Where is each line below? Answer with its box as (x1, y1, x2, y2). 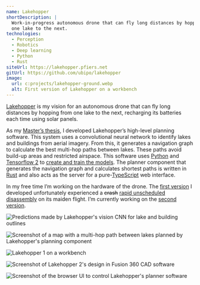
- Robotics (11, 42, 39, 48)
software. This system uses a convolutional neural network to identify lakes (6, 133, 191, 140)
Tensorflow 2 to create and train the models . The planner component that (6, 159, 186, 166)
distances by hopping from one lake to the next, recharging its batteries (6, 109, 182, 116)
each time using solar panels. (6, 115, 79, 122)
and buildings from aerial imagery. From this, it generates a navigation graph (6, 140, 193, 147)
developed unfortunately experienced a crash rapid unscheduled (6, 189, 165, 196)
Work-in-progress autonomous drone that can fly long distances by (11, 20, 183, 26)
